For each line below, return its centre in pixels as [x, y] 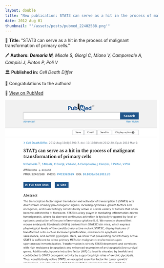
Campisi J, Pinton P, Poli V [31, 62]
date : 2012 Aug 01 [24, 21]
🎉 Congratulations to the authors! [38, 84]
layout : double [20, 10]
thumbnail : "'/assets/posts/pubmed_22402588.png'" [58, 26]
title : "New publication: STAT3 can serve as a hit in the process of [78, 15]
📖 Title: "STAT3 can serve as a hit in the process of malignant [67, 40]
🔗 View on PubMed [24, 93]
